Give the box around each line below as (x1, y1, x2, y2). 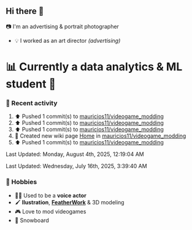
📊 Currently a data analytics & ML (6, 60, 183, 73)
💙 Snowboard (14, 217, 50, 224)
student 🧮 (6, 77, 56, 91)
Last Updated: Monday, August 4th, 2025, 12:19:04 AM (6, 150, 145, 158)
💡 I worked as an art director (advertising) (14, 37, 121, 44)
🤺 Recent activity (6, 98, 58, 107)
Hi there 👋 (6, 6, 44, 17)
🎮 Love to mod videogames (14, 207, 86, 215)
